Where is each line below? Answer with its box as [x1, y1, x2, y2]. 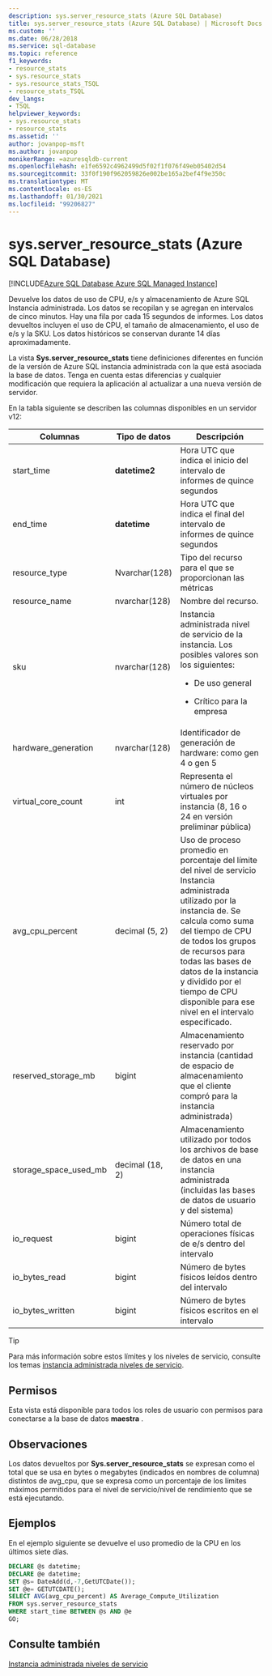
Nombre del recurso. [180, 596, 259, 607]
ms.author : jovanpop [8, 147, 79, 155]
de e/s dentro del [180, 1238, 245, 1249]
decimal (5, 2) [114, 925, 168, 937]
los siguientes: [180, 659, 236, 670]
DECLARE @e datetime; [8, 1570, 82, 1578]
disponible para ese [180, 997, 255, 1008]
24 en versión [180, 811, 233, 823]
